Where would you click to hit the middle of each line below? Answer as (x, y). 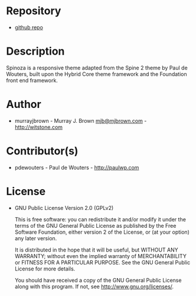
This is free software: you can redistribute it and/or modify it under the (100, 219)
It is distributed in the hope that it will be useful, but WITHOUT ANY (96, 250)
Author (24, 104)
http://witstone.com (39, 127)
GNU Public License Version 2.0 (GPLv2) (64, 208)
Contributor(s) (42, 151)
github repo (29, 27)
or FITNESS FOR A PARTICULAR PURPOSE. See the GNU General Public (102, 262)
